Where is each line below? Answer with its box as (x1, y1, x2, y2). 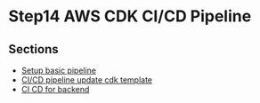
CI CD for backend (20, 84, 90, 94)
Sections (8, 42, 59, 57)
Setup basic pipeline (20, 65, 97, 75)
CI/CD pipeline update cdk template (20, 75, 153, 85)
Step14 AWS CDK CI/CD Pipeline (8, 6, 252, 27)
